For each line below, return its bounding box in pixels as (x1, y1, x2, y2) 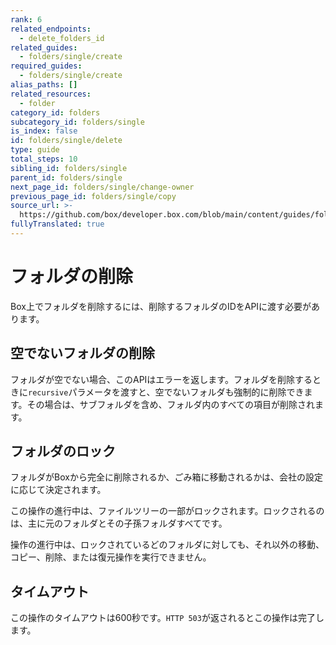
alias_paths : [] (10, 80, 78, 90)
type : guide (10, 145, 60, 155)
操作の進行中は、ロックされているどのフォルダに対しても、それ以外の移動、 (10, 539, 325, 551)
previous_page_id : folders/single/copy (10, 191, 177, 201)
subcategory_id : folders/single (10, 117, 145, 127)
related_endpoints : (10, 24, 92, 34)
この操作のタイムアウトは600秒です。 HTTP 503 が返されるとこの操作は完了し (10, 612, 325, 624)
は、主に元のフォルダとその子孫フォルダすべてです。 (10, 517, 228, 530)
